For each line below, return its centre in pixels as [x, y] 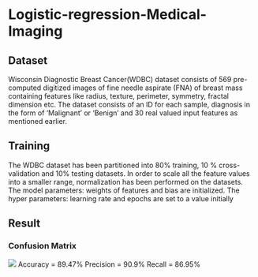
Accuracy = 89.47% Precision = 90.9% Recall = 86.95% [109, 264]
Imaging [36, 31]
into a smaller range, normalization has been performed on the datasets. [125, 182]
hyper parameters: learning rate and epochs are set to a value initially [121, 198]
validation [24, 173]
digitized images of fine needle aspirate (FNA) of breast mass [143, 88]
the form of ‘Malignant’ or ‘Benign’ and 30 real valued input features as [123, 113]
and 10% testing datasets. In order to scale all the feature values [146, 173]
